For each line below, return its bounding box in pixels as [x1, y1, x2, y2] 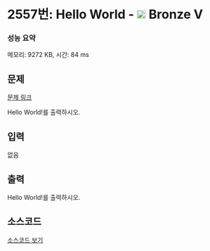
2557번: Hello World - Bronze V [7, 6, 204, 22]
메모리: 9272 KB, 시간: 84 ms [7, 51, 89, 59]
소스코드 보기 [7, 236, 44, 244]
